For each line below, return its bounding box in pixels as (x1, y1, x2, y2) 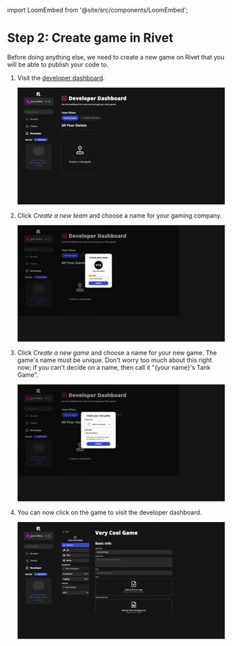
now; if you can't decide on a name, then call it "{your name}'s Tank (17, 364, 211, 372)
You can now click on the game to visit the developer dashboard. (17, 508, 202, 517)
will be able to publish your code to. (7, 60, 109, 69)
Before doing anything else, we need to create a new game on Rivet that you (7, 53, 224, 61)
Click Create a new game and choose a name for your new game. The (17, 349, 217, 357)
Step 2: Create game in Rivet (7, 30, 174, 46)
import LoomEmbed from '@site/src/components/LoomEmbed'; (7, 6, 188, 14)
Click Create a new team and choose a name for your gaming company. (17, 211, 222, 219)
